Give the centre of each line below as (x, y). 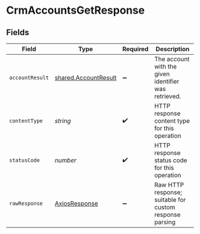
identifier (167, 81)
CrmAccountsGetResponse (75, 10)
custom (165, 207)
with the (166, 66)
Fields (18, 32)
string (63, 121)
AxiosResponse (76, 203)
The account (172, 59)
